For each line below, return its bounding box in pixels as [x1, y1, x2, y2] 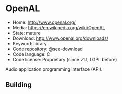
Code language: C [12, 51, 50, 57]
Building [5, 81, 32, 89]
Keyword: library [12, 40, 47, 46]
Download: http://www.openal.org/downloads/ [12, 35, 109, 41]
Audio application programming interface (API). [5, 66, 103, 72]
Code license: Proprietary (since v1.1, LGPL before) [12, 56, 117, 62]
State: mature [12, 30, 41, 36]
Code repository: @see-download [12, 46, 83, 52]
